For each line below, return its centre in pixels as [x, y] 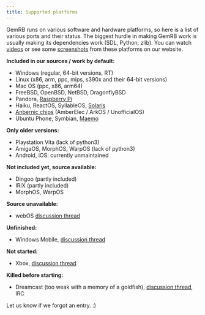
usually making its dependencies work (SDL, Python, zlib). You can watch [99, 42]
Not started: [22, 251]
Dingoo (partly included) [46, 179]
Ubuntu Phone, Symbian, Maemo [57, 118]
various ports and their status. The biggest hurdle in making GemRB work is [102, 36]
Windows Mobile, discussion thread [60, 239]
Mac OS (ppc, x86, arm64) [49, 86]
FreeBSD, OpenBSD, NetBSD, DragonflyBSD [71, 92]
